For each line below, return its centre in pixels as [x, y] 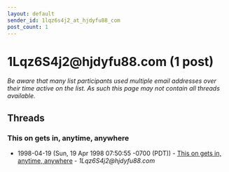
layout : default [31, 14]
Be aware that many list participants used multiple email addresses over [112, 81]
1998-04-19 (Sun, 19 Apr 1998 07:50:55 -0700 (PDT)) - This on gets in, [119, 153]
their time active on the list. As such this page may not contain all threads [114, 88]
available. [22, 96]
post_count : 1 [28, 27]
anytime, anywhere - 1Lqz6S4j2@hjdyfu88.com [86, 161]
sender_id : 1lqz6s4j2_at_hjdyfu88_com [64, 20]
